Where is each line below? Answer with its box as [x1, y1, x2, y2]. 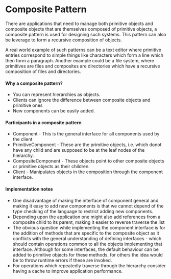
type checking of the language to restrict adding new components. [12, 208, 154, 214]
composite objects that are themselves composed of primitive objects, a [5, 26, 157, 32]
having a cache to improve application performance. [12, 268, 123, 274]
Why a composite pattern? [5, 80, 63, 86]
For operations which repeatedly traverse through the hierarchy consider [12, 262, 166, 269]
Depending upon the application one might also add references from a [12, 214, 161, 220]
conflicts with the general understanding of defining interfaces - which [12, 235, 162, 241]
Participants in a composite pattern [5, 119, 82, 126]
